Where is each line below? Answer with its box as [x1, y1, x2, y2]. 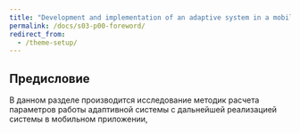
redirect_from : [9, 29, 66, 38]
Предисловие [9, 71, 90, 86]
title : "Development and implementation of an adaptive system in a [9, 12, 270, 22]
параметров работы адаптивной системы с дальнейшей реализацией [9, 104, 278, 115]
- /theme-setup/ [17, 37, 78, 47]
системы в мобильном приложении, [9, 113, 148, 125]
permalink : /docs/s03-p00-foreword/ [9, 21, 146, 30]
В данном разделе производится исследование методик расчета [9, 95, 260, 105]
